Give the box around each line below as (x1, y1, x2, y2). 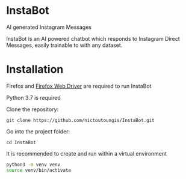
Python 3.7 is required (6, 94, 61, 101)
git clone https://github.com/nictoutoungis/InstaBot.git (6, 117, 155, 123)
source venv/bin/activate (6, 167, 71, 173)
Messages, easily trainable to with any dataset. (6, 41, 123, 49)
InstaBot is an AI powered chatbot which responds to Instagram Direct (6, 35, 181, 42)
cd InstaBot (6, 139, 36, 145)
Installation (6, 62, 64, 76)
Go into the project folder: (6, 127, 70, 135)
